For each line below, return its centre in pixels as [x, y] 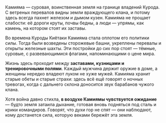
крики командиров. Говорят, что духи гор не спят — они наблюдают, [79, 110]
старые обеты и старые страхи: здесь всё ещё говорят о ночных [74, 79]
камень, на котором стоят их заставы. [46, 28]
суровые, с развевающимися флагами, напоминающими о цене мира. [80, 54]
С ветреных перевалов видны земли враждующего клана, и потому [78, 12]
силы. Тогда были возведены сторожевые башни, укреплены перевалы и [83, 43]
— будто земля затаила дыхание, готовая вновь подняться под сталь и [81, 104]
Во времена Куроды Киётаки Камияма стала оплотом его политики [77, 38]
